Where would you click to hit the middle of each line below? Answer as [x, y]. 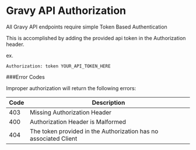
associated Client [54, 138]
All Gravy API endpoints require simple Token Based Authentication [87, 27]
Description [108, 102]
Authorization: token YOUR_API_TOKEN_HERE [58, 66]
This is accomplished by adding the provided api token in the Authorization [96, 38]
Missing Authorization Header [71, 112]
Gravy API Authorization [66, 11]
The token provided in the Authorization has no [94, 131]
